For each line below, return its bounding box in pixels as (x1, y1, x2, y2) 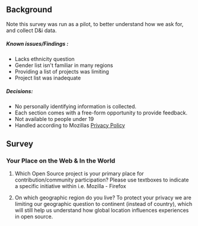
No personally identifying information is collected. (14, 103, 137, 110)
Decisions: (6, 88, 33, 95)
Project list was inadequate (14, 74, 81, 81)
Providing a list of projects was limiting (14, 68, 110, 75)
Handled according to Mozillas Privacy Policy (14, 122, 126, 129)
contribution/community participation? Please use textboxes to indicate (14, 176, 189, 183)
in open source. (14, 213, 53, 220)
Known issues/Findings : (6, 40, 69, 47)
